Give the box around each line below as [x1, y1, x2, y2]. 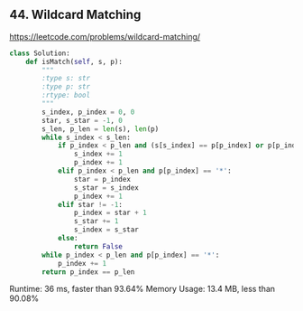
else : [57, 234, 78, 243]
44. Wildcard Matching [9, 7, 142, 23]
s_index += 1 [73, 149, 124, 159]
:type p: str [41, 82, 91, 91]
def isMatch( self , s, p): [25, 57, 124, 66]
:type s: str [41, 74, 91, 83]
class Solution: [9, 49, 70, 58]
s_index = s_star [73, 225, 140, 234]
